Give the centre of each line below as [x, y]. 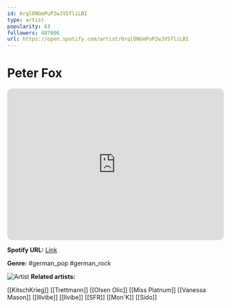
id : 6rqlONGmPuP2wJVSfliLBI [47, 13]
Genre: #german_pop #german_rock [59, 263]
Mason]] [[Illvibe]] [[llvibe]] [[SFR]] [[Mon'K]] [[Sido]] [82, 298]
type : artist [26, 20]
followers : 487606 [33, 33]
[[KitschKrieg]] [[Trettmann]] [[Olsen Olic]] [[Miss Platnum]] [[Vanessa [107, 290]
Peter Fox [35, 73]
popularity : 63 [29, 26]
